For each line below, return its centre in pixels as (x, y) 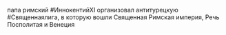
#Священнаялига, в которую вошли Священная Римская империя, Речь (113, 17)
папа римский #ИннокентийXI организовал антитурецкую (93, 10)
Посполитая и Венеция (41, 24)
